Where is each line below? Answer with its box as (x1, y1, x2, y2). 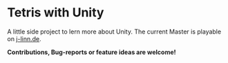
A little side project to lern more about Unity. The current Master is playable (7, 27, 222, 36)
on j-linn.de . (7, 34, 41, 42)
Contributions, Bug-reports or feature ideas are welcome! (7, 48, 176, 56)
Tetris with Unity (7, 5, 104, 21)
